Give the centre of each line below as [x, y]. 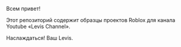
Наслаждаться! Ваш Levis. [40, 38]
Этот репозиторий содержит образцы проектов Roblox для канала [91, 20]
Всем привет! [23, 9]
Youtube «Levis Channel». [38, 26]
